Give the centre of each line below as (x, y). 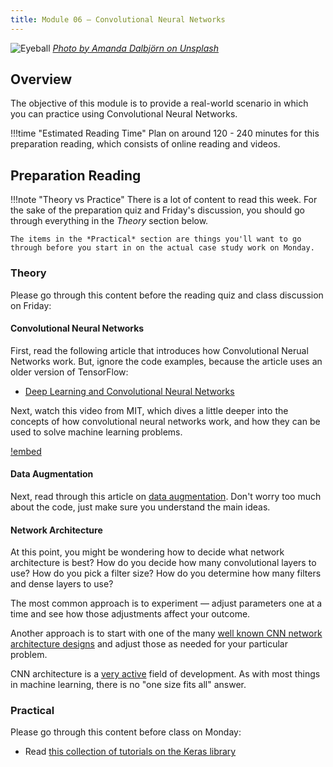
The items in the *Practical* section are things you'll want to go (156, 239)
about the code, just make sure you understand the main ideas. (140, 507)
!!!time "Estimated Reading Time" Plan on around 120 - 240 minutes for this (165, 133)
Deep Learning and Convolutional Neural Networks (129, 391)
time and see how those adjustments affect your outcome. (130, 614)
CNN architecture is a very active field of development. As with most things (165, 674)
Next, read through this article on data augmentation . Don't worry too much (166, 496)
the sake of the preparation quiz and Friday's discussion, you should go (157, 210)
